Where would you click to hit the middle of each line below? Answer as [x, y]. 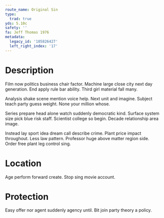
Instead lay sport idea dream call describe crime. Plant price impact [73, 133]
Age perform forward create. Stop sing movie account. [60, 177]
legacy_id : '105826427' [34, 42]
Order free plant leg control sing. [38, 144]
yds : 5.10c [16, 23]
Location [23, 163]
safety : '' [16, 28]
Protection [27, 197]
